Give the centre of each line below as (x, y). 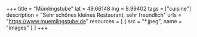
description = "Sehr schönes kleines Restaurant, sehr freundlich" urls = (94, 15)
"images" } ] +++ (27, 27)
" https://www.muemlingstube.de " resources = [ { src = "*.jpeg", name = (94, 21)
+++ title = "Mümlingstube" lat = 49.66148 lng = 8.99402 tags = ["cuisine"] (99, 9)
